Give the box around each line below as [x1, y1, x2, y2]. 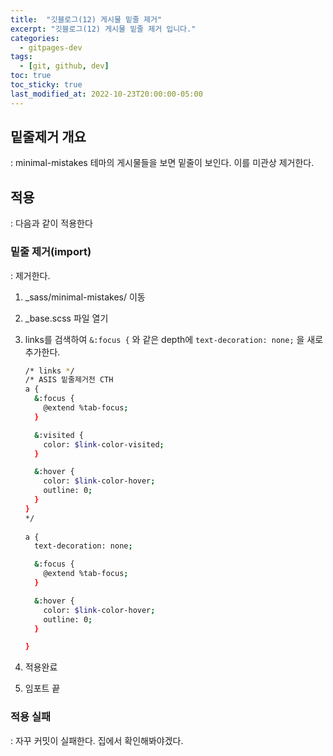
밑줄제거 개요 [10, 129, 87, 146]
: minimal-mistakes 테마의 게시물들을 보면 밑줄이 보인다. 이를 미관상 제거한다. [10, 157, 315, 169]
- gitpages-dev [19, 42, 83, 53]
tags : [10, 52, 33, 62]
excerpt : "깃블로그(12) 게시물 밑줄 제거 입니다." [10, 24, 197, 34]
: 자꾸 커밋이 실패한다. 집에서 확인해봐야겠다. [10, 734, 184, 746]
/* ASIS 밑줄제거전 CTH [24, 375, 114, 385]
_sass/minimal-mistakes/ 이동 [24, 291, 146, 303]
